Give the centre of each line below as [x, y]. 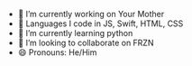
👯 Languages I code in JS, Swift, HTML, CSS [101, 24]
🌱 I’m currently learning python [75, 33]
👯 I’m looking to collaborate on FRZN [86, 42]
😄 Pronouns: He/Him [57, 52]
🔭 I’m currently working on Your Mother [91, 14]
